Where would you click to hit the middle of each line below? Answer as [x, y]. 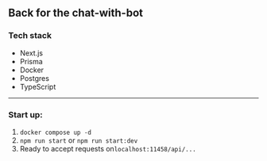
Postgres [35, 78]
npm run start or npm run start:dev [79, 140]
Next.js [31, 53]
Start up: [26, 114]
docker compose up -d [55, 132]
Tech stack [30, 36]
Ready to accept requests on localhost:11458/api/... [108, 148]
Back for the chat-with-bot [75, 13]
